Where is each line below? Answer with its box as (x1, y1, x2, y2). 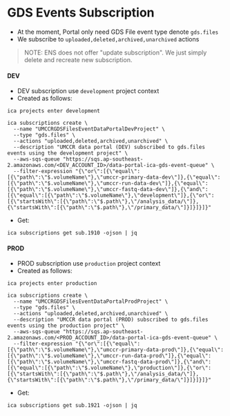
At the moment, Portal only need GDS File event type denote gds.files (17, 28, 219, 36)
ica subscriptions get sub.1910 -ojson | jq (7, 230, 137, 237)
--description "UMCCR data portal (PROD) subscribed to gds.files (13, 316, 209, 324)
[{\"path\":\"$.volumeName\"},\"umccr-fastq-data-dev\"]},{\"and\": (7, 186, 209, 193)
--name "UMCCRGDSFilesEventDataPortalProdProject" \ (13, 298, 169, 305)
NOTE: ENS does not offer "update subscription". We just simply (23, 48, 207, 57)
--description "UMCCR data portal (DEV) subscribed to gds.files (13, 143, 206, 151)
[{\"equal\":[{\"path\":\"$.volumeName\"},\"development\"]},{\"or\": (7, 192, 215, 199)
